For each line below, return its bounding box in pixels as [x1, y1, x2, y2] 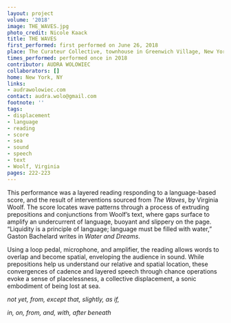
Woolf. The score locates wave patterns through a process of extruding [7, 203, 210, 211]
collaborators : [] [7, 67, 60, 74]
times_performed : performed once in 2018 [7, 55, 128, 62]
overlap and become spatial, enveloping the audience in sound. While [7, 252, 205, 261]
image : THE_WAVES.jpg [7, 23, 69, 29]
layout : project [7, 10, 54, 17]
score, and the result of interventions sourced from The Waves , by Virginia [7, 195, 219, 204]
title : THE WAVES [7, 36, 57, 43]
